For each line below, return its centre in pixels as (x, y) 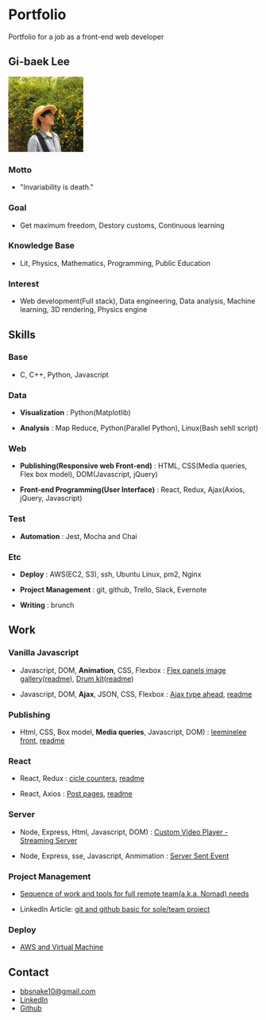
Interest (24, 283)
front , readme (42, 740)
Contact (29, 972)
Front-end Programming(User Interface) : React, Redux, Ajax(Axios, (132, 490)
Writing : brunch (47, 605)
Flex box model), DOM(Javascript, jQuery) (89, 475)
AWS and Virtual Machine (62, 947)
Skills (22, 335)
